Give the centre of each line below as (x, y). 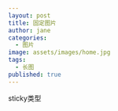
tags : (17, 60)
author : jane (29, 30)
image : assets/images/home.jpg (59, 52)
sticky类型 (25, 98)
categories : (28, 38)
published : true (35, 75)
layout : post (29, 15)
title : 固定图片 (32, 23)
